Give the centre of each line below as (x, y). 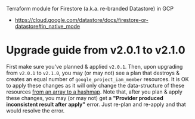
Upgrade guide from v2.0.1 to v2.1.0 (96, 50)
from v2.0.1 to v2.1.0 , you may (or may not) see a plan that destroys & (93, 73)
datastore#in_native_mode (47, 26)
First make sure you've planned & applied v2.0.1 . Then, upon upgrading (95, 66)
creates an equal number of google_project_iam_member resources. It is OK (97, 79)
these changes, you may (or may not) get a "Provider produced (85, 98)
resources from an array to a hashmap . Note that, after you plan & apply (95, 92)
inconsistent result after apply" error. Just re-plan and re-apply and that (96, 104)
